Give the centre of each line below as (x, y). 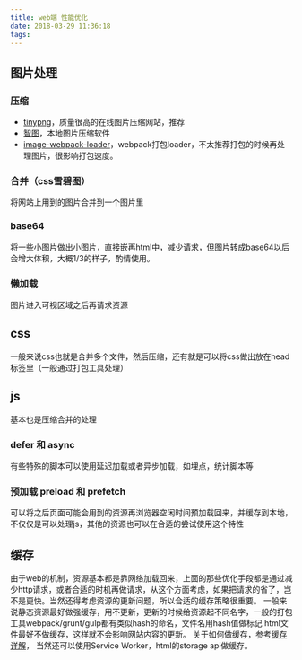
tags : (20, 34)
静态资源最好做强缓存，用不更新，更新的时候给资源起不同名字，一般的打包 (155, 612)
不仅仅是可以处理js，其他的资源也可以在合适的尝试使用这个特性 (127, 524)
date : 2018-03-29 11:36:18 (60, 26)
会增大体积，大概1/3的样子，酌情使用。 (82, 258)
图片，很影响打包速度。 (74, 156)
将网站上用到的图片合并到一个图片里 (77, 202)
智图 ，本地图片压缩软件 (66, 133)
